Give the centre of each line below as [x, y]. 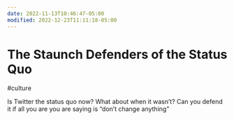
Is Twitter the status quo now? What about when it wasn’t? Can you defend [115, 102]
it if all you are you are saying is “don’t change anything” [88, 109]
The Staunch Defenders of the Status [117, 54]
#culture [19, 88]
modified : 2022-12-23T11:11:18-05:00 [62, 20]
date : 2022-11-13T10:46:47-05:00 [56, 14]
